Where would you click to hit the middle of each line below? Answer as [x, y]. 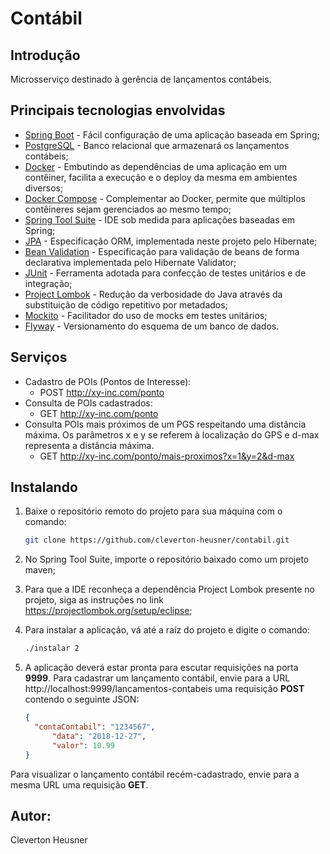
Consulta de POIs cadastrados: [88, 403]
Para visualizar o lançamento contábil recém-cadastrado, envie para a [155, 774]
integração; [48, 283]
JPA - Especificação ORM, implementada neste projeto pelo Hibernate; [171, 241]
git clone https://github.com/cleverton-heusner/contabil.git [157, 540]
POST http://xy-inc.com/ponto [102, 392]
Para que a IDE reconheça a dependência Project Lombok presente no [170, 589]
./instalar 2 [52, 648]
